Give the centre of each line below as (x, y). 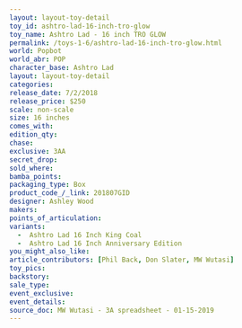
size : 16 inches (39, 118)
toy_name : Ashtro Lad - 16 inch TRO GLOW (88, 34)
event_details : (38, 302)
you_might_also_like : (50, 252)
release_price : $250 (48, 101)
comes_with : (31, 127)
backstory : (30, 277)
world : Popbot (36, 51)
